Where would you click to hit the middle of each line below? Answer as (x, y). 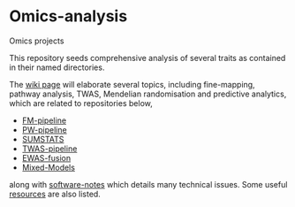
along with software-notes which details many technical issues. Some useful (148, 184)
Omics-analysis (68, 16)
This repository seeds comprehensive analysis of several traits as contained (147, 57)
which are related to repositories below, (81, 103)
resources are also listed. (55, 194)
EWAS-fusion (46, 157)
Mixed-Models (48, 167)
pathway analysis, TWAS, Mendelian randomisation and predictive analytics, (148, 94)
